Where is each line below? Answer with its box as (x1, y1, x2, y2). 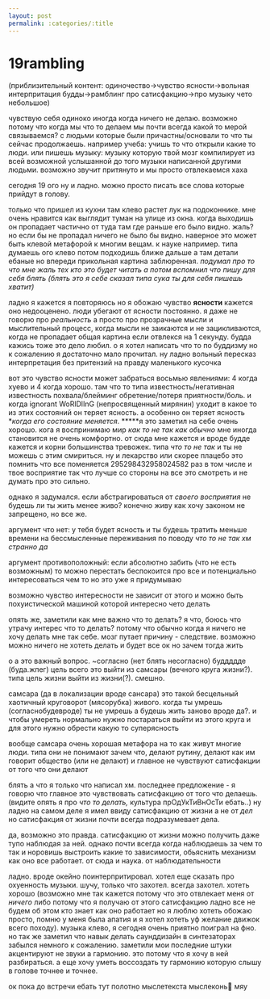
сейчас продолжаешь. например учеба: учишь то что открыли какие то (8, 139, 256, 149)
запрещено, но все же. (8, 510, 87, 519)
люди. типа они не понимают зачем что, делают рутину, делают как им (8, 748, 255, 758)
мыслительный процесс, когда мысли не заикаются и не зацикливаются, (8, 324, 262, 334)
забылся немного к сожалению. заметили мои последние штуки (8, 940, 232, 950)
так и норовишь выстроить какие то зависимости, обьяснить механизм (8, 847, 256, 857)
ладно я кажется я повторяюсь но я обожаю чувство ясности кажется (8, 298, 254, 308)
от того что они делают (8, 765, 89, 774)
